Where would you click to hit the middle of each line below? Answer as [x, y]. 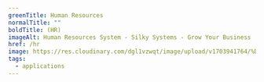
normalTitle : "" [35, 23]
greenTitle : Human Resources [56, 15]
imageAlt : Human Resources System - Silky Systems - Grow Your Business [130, 37]
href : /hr [24, 45]
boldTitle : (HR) [35, 30]
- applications [40, 66]
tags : [17, 59]
